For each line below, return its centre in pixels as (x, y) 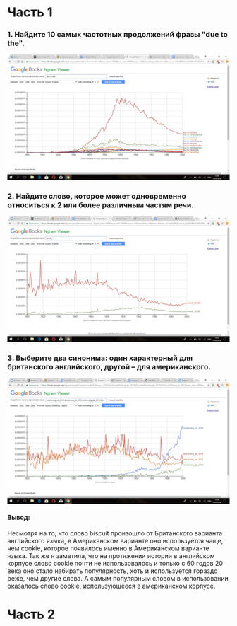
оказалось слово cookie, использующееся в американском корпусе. (111, 586)
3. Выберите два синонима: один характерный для (100, 358)
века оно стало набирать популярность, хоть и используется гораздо (113, 571)
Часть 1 (30, 12)
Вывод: (19, 518)
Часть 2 (31, 614)
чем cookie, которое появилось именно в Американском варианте (108, 548)
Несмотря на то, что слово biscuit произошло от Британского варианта (115, 533)
